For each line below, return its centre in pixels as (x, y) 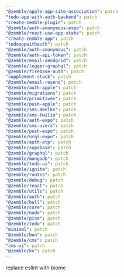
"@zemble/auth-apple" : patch (41, 88)
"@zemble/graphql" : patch (37, 153)
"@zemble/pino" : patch (33, 218)
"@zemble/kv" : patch (31, 251)
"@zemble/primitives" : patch (41, 98)
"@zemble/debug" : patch (35, 180)
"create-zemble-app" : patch (40, 39)
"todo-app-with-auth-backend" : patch (51, 17)
